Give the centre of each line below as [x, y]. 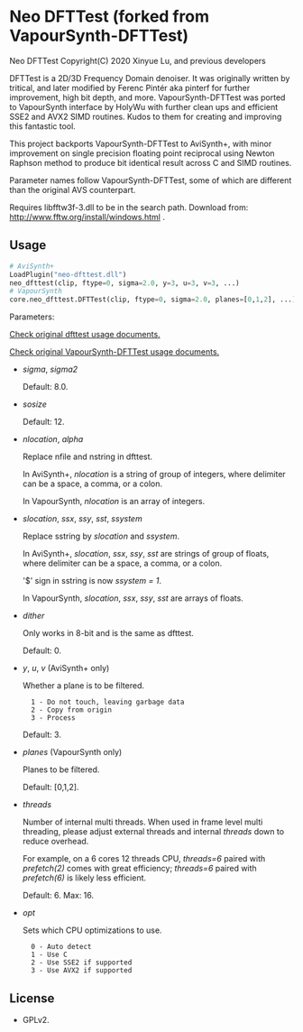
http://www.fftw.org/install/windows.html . [87, 217]
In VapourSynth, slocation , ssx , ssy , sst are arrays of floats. [133, 598]
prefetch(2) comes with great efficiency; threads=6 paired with [139, 869]
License [32, 998]
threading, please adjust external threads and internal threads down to [153, 832]
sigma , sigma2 [50, 369]
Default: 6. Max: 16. [58, 896]
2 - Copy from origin [72, 710]
